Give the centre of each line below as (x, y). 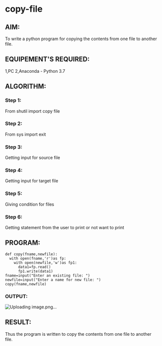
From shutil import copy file (32, 111)
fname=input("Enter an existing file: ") (48, 275)
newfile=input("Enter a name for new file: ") (53, 280)
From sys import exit (26, 134)
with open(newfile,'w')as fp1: (45, 262)
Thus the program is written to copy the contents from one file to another (78, 334)
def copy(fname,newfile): (31, 254)
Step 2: (14, 124)
